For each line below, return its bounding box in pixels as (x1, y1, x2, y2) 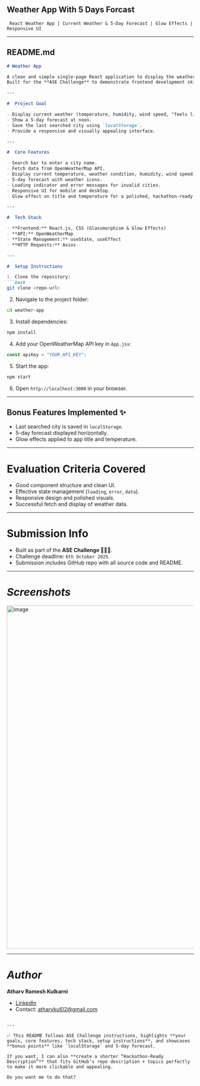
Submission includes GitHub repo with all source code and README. (15, 559, 183, 566)
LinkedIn (15, 999, 37, 1006)
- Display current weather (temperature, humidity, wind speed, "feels (7, 112, 188, 118)
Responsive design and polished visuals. (15, 494, 115, 501)
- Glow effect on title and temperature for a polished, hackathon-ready (7, 193, 193, 199)
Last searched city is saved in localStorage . (15, 423, 123, 430)
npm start (7, 374, 31, 380)
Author (7, 968, 42, 982)
